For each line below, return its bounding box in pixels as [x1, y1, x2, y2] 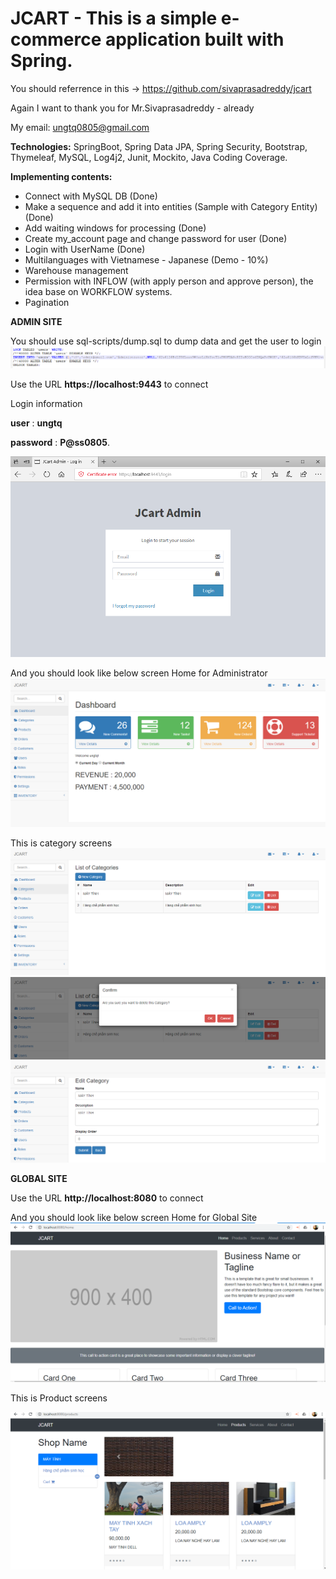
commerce [10, 28, 102, 51]
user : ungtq [10, 417, 63, 429]
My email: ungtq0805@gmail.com [10, 121, 150, 133]
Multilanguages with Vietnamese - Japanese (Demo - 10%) [24, 253, 269, 266]
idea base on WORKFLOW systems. [24, 285, 173, 297]
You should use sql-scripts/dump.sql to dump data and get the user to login [10, 335, 322, 347]
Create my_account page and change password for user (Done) [24, 232, 288, 244]
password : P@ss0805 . [10, 436, 110, 448]
